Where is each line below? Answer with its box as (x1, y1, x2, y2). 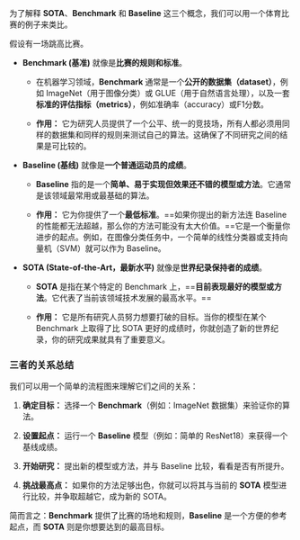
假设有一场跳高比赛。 (9, 39, 88, 49)
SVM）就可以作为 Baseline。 (59, 243, 166, 254)
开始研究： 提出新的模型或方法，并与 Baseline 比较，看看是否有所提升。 (22, 461, 289, 472)
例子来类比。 (24, 19, 73, 30)
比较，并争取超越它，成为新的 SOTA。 (30, 491, 172, 502)
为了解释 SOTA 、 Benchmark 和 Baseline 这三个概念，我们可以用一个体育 (9, 8, 282, 18)
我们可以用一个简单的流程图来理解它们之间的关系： (9, 381, 199, 391)
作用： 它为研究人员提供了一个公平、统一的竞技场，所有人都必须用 (35, 118, 283, 129)
